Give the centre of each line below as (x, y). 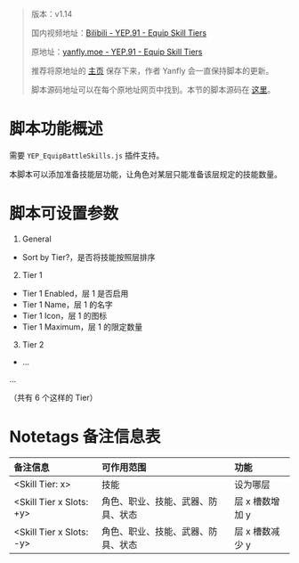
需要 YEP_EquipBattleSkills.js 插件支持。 (87, 155)
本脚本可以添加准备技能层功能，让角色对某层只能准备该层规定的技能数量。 (145, 174)
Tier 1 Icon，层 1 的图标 (65, 315)
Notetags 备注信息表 (85, 437)
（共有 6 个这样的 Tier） (53, 397)
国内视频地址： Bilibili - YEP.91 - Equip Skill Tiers (119, 33)
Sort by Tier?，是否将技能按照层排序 (89, 257)
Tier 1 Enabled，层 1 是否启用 (75, 293)
